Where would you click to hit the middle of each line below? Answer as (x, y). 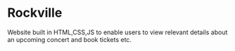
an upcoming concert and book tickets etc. (70, 39)
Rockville (35, 13)
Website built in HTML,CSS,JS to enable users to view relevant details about (118, 32)
